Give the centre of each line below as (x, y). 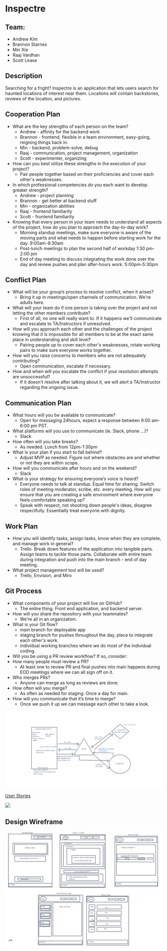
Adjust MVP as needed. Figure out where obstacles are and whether (90, 458)
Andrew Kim (25, 39)
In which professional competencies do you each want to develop (80, 185)
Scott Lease (25, 60)
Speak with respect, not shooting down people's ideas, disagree (86, 505)
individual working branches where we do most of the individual (85, 645)
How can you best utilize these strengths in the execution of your (79, 163)
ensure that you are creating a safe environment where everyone (86, 495)
